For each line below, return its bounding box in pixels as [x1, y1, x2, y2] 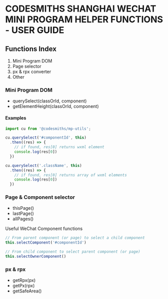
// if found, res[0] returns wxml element [14, 145, 105, 150]
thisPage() [12, 205, 34, 211]
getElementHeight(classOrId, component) [12, 103, 99, 109]
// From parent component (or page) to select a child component [5, 235, 145, 241]
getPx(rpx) [12, 283, 35, 289]
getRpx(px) [12, 277, 36, 283]
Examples [5, 114, 27, 121]
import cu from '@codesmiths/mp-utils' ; [5, 126, 92, 131]
